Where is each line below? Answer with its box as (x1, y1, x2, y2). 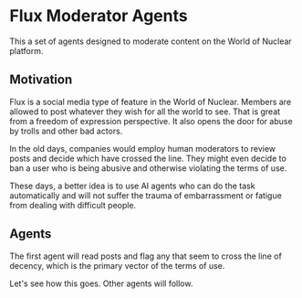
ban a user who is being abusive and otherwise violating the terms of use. (9, 162, 287, 174)
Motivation (9, 72, 73, 88)
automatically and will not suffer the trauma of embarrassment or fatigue (9, 189, 283, 201)
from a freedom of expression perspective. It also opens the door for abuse (9, 115, 294, 126)
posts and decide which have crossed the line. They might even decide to (9, 153, 287, 164)
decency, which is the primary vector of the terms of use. (9, 260, 225, 271)
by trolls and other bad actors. (9, 125, 123, 136)
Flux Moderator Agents (9, 5, 189, 27)
